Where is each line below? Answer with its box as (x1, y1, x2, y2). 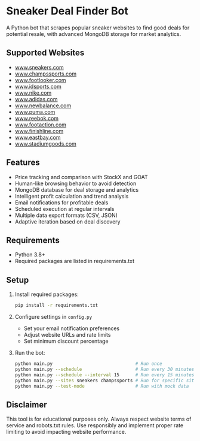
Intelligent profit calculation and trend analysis (14, 192, 129, 200)
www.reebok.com (14, 114, 59, 122)
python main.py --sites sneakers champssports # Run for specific (14, 377, 184, 383)
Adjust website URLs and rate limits (23, 331, 111, 339)
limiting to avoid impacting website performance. (6, 428, 127, 436)
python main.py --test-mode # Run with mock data (14, 383, 189, 389)
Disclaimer (6, 400, 47, 410)
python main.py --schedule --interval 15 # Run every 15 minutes (14, 371, 195, 378)
